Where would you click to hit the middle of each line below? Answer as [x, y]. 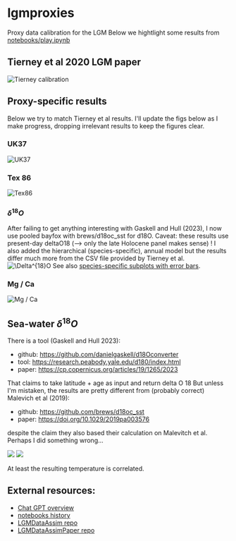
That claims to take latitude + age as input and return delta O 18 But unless [116, 383]
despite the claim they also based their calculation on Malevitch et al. [107, 433]
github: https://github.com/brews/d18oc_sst [81, 412]
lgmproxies [41, 13]
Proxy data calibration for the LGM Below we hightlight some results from [113, 32]
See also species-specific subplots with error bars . [126, 265]
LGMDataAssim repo [48, 523]
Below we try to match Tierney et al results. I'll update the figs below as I [113, 118]
